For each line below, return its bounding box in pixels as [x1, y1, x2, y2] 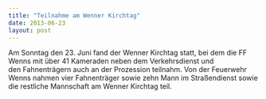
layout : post [8, 26, 52, 34]
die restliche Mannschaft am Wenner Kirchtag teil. [8, 82, 173, 91]
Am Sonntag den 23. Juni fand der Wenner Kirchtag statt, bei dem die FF [8, 48, 248, 58]
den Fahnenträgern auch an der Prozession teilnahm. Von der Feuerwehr [8, 65, 248, 74]
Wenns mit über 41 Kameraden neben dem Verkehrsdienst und [8, 56, 214, 66]
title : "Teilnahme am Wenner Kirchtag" [8, 11, 141, 20]
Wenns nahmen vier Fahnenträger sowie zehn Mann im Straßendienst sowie [8, 73, 259, 83]
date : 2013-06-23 [8, 19, 66, 27]
